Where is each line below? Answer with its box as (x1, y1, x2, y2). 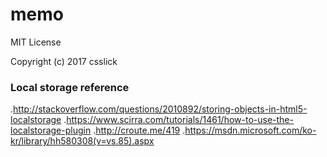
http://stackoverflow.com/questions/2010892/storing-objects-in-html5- (13, 103, 308, 115)
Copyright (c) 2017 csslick (10, 55, 118, 67)
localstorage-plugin (10, 124, 92, 137)
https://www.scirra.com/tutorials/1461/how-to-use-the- (66, 114, 294, 126)
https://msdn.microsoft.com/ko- (184, 124, 317, 137)
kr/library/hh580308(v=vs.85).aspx (10, 135, 155, 147)
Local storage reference (10, 80, 130, 94)
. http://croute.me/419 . (93, 124, 186, 137)
